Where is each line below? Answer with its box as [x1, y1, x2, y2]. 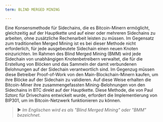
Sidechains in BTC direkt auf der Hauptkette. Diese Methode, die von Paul [5, 87, 153, 93]
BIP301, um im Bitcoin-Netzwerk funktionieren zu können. [5, 97, 121, 103]
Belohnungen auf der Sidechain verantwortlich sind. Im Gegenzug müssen [5, 66, 155, 72]
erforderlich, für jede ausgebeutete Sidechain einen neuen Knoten [5, 45, 138, 51]
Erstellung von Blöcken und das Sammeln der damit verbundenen [5, 61, 137, 67]
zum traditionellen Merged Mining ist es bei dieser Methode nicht [5, 40, 136, 46]
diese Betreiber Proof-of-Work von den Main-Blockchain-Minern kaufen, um [5, 71, 159, 77]
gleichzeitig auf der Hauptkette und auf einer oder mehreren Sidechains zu [5, 30, 156, 36]
